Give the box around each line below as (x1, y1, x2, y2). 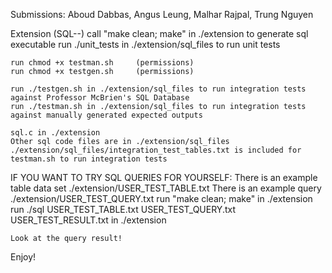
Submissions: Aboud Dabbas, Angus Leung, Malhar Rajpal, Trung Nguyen (10, 9, 314, 20)
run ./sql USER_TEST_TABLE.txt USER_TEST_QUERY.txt (10, 204, 237, 215)
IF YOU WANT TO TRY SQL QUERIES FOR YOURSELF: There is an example (10, 172, 318, 183)
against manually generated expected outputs (10, 110, 203, 120)
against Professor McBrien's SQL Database (10, 93, 190, 103)
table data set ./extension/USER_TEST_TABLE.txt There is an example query (10, 182, 322, 194)
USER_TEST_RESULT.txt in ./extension (10, 214, 167, 226)
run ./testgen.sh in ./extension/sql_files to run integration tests (10, 84, 307, 94)
